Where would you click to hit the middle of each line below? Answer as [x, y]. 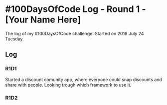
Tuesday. [14, 39]
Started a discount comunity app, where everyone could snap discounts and [83, 79]
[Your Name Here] [43, 20]
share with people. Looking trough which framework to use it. [68, 85]
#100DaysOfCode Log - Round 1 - [76, 9]
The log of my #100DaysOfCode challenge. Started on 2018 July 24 [75, 33]
